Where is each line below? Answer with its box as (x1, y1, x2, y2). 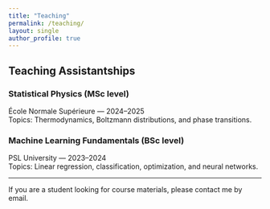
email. (8, 194, 29, 203)
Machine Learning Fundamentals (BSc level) (8, 134, 185, 145)
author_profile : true (8, 34, 81, 43)
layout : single (8, 27, 59, 35)
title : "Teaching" (8, 11, 70, 20)
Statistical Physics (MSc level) (8, 88, 130, 99)
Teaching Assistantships (8, 64, 136, 77)
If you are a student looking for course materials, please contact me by (8, 185, 243, 195)
